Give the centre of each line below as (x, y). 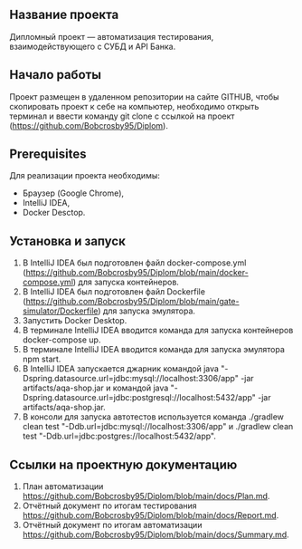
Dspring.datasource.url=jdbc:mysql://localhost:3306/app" (131, 379)
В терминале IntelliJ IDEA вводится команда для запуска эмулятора (153, 350)
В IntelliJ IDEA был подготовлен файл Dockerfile (114, 292)
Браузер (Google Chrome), (73, 193)
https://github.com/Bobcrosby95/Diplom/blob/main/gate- (132, 302)
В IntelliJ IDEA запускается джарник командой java (121, 369)
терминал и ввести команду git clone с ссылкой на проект (122, 116)
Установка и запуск (68, 241)
